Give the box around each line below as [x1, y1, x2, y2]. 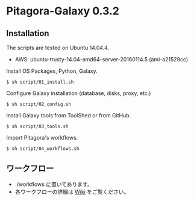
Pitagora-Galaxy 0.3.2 [6, 4, 119, 18]
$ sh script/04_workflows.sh [6, 146, 80, 152]
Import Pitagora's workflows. [6, 134, 78, 141]
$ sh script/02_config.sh [6, 101, 71, 107]
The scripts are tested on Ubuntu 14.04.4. [6, 44, 110, 51]
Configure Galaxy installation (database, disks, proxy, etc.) [6, 90, 151, 97]
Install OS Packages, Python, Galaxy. [6, 67, 98, 75]
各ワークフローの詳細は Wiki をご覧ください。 [14, 188, 130, 195]
